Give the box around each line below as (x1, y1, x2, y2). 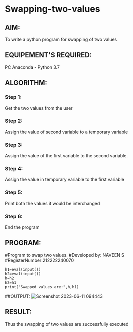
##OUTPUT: (5, 293, 30, 299)
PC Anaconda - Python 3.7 (5, 64, 60, 70)
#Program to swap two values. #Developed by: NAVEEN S (5, 252, 125, 258)
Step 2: (5, 117, 23, 124)
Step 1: (5, 94, 22, 101)
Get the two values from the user (5, 105, 73, 111)
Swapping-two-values (5, 3, 101, 15)
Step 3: (5, 141, 23, 148)
